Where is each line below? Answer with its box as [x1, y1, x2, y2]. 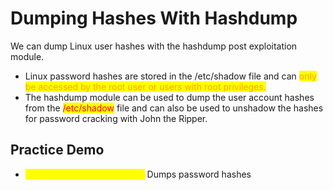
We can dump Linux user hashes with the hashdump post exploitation [10, 40, 298, 52]
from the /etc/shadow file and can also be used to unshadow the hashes [24, 102, 324, 114]
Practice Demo [10, 142, 105, 159]
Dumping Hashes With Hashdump [10, 7, 298, 30]
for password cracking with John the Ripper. [24, 112, 208, 124]
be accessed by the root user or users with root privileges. [24, 80, 267, 92]
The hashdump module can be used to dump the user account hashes [24, 91, 315, 103]
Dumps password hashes [146, 168, 252, 180]
